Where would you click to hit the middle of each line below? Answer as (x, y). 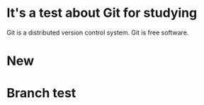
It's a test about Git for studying (102, 13)
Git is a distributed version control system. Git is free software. (98, 32)
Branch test (41, 93)
